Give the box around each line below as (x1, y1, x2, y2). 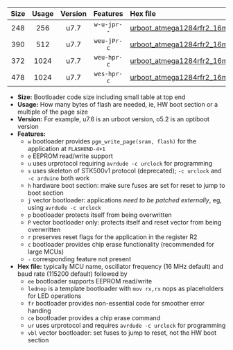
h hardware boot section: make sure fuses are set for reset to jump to (27, 182, 225, 189)
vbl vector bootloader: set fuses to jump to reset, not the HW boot (27, 329, 217, 337)
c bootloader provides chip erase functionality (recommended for (27, 240, 215, 248)
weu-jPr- (94, 37, 123, 44)
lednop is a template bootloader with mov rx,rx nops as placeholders (27, 284, 224, 292)
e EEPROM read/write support (27, 152, 113, 160)
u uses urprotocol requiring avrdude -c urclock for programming (27, 159, 213, 167)
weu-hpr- (94, 53, 123, 61)
